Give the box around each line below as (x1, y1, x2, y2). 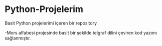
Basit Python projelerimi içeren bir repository (5, 20, 97, 26)
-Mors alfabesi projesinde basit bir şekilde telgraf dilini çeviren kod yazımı (5, 29, 157, 35)
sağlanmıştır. (5, 35, 31, 41)
